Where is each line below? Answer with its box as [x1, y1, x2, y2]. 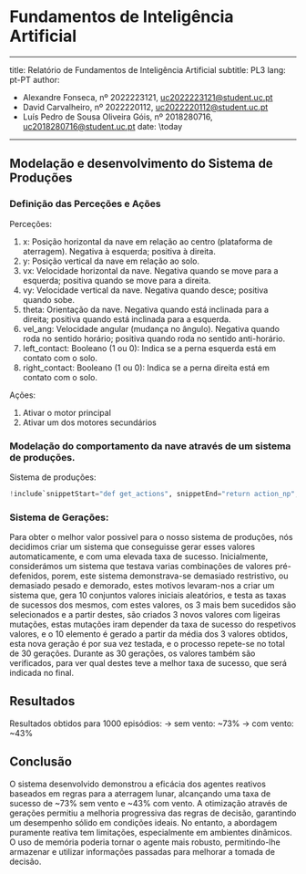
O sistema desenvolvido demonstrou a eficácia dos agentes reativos [9, 778, 267, 789]
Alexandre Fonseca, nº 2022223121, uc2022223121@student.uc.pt [22, 91, 273, 102]
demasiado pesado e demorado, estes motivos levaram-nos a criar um [9, 580, 275, 591]
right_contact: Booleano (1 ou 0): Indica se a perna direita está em [22, 362, 270, 373]
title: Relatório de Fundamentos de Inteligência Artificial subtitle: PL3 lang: [9, 64, 287, 75]
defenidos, [9, 570, 50, 581]
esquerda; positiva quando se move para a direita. [22, 275, 211, 286]
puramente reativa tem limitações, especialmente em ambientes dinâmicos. [9, 827, 293, 838]
